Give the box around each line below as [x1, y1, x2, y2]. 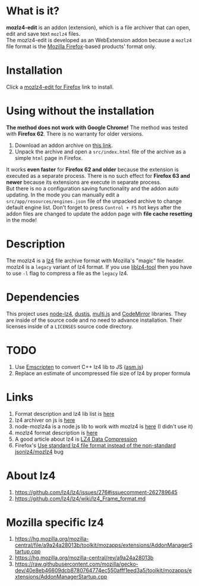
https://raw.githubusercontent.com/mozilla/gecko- [14, 560, 138, 568]
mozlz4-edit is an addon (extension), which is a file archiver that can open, [6, 24, 191, 31]
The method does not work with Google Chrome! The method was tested [6, 124, 188, 131]
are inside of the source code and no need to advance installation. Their [6, 316, 182, 324]
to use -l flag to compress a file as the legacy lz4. [6, 270, 129, 277]
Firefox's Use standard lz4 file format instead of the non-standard [14, 441, 176, 449]
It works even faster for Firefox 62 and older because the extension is [6, 165, 179, 173]
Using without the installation [6, 104, 154, 118]
